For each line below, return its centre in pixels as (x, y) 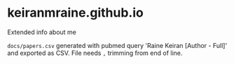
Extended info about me (42, 32)
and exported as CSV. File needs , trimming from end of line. (95, 53)
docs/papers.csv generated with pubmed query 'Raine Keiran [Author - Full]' (117, 45)
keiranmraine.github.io (75, 13)
